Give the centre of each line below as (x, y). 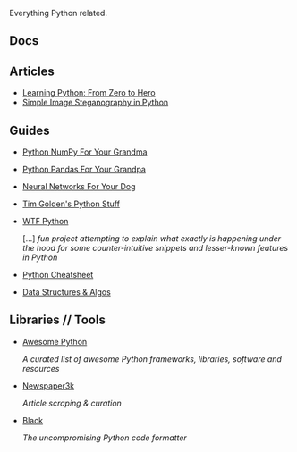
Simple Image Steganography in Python (95, 103)
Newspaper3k (48, 385)
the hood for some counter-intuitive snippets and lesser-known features (155, 248)
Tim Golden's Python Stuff (71, 204)
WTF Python (45, 222)
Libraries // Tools (57, 320)
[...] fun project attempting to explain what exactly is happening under (152, 239)
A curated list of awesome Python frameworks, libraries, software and (152, 359)
